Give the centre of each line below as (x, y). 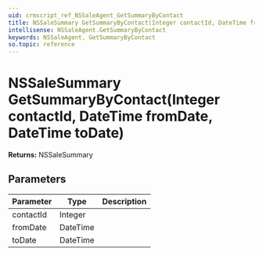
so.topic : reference (42, 45)
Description (124, 201)
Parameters (37, 180)
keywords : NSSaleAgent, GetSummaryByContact (82, 37)
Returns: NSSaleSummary (51, 155)
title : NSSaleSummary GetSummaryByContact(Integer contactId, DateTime (127, 23)
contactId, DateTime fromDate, (110, 116)
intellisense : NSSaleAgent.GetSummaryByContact (87, 30)
